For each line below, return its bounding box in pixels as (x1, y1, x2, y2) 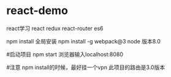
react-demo (6, 4, 69, 18)
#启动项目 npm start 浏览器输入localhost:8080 (6, 50, 124, 58)
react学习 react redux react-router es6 (6, 24, 104, 32)
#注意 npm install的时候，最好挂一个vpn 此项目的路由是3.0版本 (6, 64, 165, 71)
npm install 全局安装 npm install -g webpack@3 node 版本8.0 (6, 37, 161, 45)
